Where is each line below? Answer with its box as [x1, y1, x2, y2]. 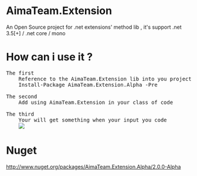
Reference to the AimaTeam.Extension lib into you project [18, 75, 192, 82]
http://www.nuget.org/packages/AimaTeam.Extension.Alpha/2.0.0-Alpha [6, 163, 181, 170]
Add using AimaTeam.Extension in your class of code [18, 99, 174, 106]
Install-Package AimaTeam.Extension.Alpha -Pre [18, 81, 158, 88]
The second [6, 93, 38, 100]
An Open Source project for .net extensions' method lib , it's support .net [6, 23, 182, 31]
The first [6, 69, 34, 76]
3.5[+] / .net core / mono [6, 29, 66, 36]
